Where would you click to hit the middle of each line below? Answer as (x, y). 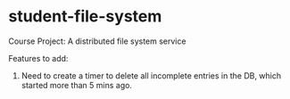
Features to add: (38, 58)
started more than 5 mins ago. (77, 85)
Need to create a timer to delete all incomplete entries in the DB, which (151, 75)
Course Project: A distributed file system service (97, 41)
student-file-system (85, 16)
